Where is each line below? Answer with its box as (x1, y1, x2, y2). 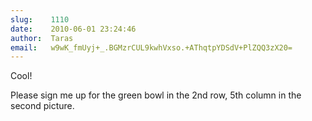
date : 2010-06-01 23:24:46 (10, 24, 137, 34)
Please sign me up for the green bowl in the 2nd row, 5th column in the (10, 89, 302, 101)
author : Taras (10, 33, 74, 43)
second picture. (10, 100, 75, 112)
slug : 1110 (10, 14, 70, 25)
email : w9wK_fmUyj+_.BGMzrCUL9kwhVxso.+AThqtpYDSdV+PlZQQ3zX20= (10, 42, 293, 53)
